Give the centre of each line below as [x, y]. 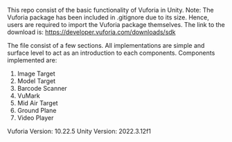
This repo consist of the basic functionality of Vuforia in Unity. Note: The [110, 10]
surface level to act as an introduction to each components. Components [111, 53]
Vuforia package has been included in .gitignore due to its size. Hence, [108, 17]
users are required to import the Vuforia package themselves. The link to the [116, 25]
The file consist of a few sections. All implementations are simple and [106, 45]
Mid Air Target [37, 103]
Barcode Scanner [42, 88]
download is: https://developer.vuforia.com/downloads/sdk [91, 32]
